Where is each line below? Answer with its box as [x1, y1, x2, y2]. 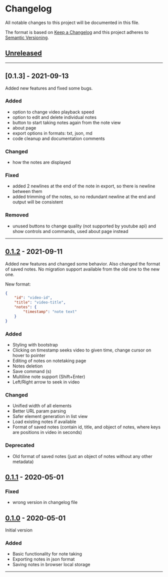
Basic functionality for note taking [12, 551, 82, 557]
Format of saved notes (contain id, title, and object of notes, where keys [12, 424, 161, 430]
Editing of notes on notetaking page [12, 357, 86, 363]
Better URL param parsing [12, 408, 66, 414]
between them [12, 188, 42, 194]
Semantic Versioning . [5, 34, 49, 40]
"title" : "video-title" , [14, 300, 66, 305]
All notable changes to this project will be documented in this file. [5, 19, 140, 25]
